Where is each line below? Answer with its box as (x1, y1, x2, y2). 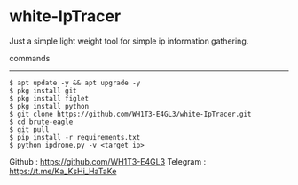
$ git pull (9, 125, 50, 134)
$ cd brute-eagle (9, 117, 74, 126)
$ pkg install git (9, 86, 77, 95)
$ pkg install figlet (9, 93, 90, 103)
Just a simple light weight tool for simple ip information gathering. (9, 36, 249, 46)
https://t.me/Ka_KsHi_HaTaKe (9, 165, 117, 176)
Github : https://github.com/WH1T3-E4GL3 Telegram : (9, 156, 207, 166)
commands (9, 52, 51, 63)
